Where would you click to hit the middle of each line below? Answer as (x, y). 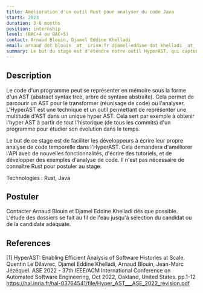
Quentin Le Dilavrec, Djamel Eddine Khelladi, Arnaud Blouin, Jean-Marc (95, 264)
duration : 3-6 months (34, 23)
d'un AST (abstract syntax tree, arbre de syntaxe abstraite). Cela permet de (100, 97)
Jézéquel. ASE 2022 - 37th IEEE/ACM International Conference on (89, 271)
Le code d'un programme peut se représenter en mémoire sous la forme (96, 90)
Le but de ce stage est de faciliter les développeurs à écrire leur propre (95, 140)
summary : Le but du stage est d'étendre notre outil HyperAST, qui (93, 51)
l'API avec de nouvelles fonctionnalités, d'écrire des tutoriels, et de (89, 153)
